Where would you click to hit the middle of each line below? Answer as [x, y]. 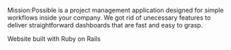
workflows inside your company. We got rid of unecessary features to [109, 18]
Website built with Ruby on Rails [54, 39]
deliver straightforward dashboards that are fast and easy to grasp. [105, 25]
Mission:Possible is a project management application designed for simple [116, 10]
